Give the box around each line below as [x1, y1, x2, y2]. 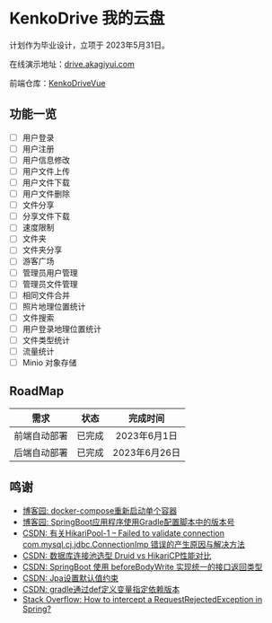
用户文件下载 [22, 177, 70, 188]
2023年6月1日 [115, 429, 178, 442]
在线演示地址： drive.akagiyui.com [9, 58, 135, 69]
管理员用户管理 [22, 267, 78, 278]
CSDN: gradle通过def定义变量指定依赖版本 [22, 584, 180, 594]
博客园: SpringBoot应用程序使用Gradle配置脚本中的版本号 [22, 516, 235, 527]
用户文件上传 [22, 165, 70, 176]
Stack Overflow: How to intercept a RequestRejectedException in [22, 593, 263, 604]
